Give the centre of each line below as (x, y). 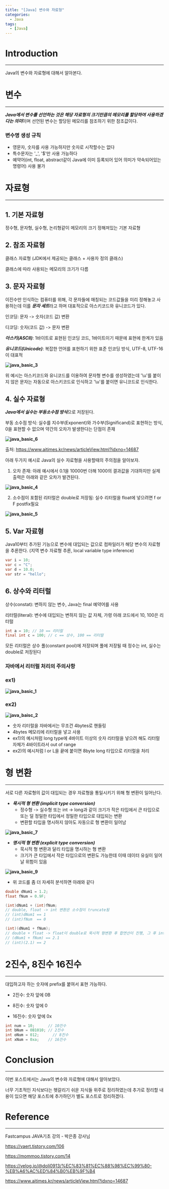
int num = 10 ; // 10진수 (36, 1026)
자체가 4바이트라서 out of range (44, 744)
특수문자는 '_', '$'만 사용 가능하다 (45, 154)
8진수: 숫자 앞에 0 (30, 1005)
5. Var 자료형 (25, 531)
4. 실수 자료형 (25, 399)
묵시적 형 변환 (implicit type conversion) (54, 803)
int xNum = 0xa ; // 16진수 (36, 1040)
